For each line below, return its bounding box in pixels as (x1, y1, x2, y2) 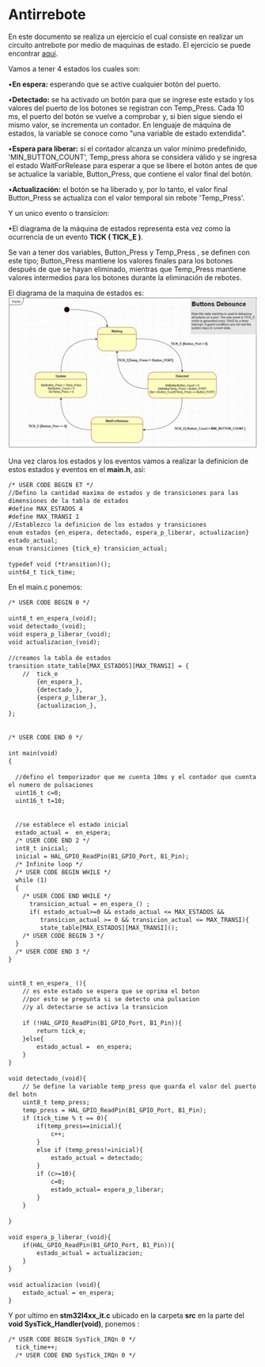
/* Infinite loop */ (15, 861, 83, 869)
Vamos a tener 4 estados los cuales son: (8, 63, 141, 73)
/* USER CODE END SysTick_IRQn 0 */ (15, 1351, 136, 1360)
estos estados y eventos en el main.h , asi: (8, 465, 146, 474)
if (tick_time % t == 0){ (22, 1115, 108, 1123)
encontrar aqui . (8, 48, 59, 58)
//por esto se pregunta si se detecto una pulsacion (22, 996, 200, 1004)
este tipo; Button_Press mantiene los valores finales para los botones (8, 255, 233, 265)
